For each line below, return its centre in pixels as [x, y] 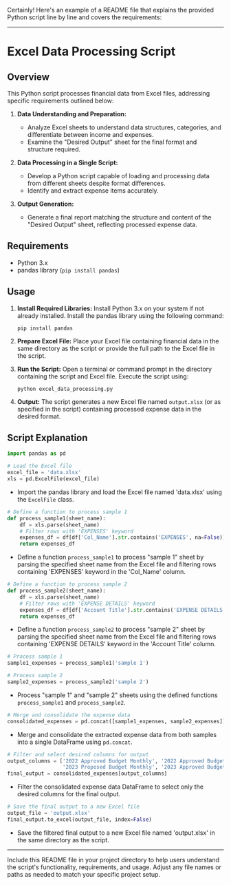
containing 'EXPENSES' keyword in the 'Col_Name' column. [101, 572]
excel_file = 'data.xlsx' [44, 473]
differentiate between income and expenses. [90, 135]
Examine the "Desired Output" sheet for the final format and [112, 142]
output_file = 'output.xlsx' [49, 813]
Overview [29, 77]
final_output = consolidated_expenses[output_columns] [87, 774]
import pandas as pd [37, 454]
